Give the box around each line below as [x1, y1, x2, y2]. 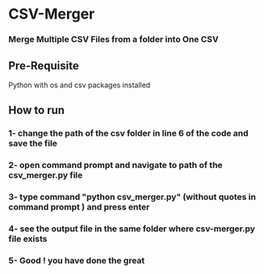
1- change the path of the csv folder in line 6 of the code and [8, 128, 249, 139]
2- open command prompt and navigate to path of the [8, 159, 224, 171]
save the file [8, 138, 58, 150]
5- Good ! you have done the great [8, 255, 145, 266]
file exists [8, 234, 48, 244]
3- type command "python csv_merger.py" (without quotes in [8, 192, 257, 203]
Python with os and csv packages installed [8, 80, 151, 90]
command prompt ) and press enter [8, 201, 150, 213]
